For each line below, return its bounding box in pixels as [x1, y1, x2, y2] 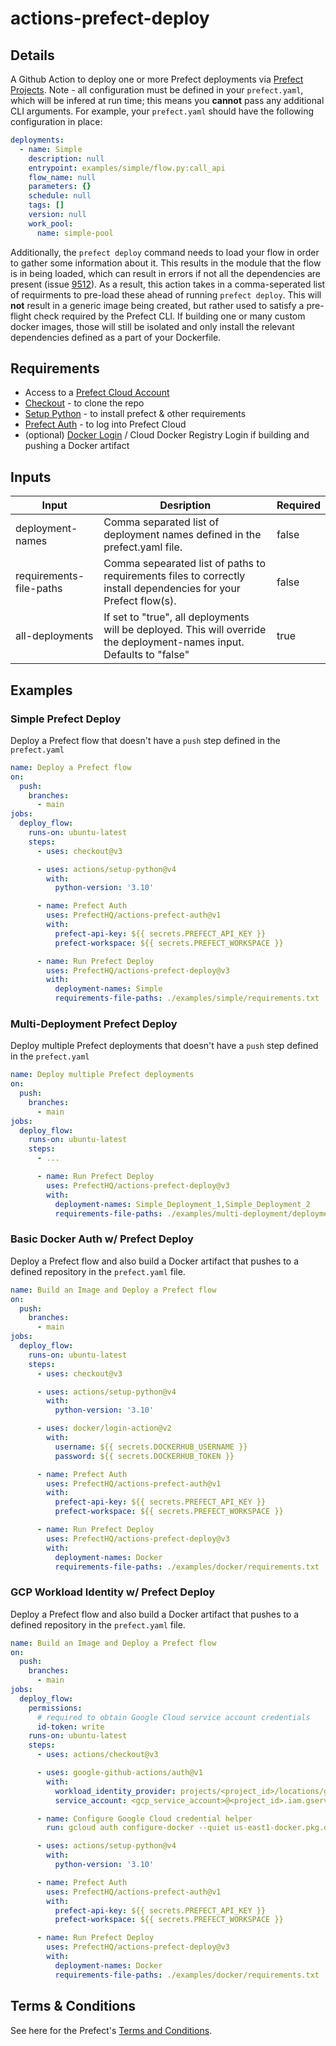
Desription [159, 498, 212, 512]
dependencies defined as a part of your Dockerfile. [10, 331, 222, 343]
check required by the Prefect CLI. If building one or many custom [33, 310, 306, 322]
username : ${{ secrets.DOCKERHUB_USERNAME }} [54, 1442, 248, 1452]
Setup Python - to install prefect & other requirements [24, 408, 247, 420]
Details [10, 47, 55, 64]
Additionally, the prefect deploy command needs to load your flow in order [10, 246, 320, 258]
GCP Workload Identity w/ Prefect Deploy [10, 1585, 216, 1599]
